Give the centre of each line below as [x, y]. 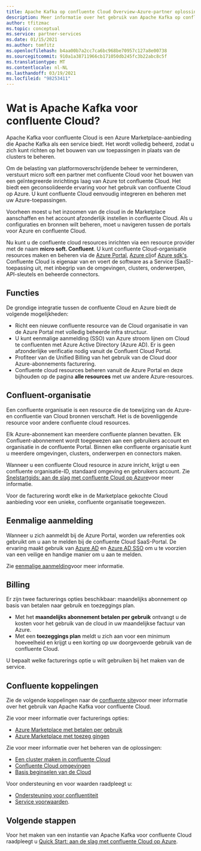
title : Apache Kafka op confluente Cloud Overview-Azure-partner [89, 12]
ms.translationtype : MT [36, 62]
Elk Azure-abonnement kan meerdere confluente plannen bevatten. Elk [94, 434]
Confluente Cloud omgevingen [53, 766]
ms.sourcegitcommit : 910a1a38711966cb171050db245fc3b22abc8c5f [87, 56]
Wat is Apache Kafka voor [72, 108]
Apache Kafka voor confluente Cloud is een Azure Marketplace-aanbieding [99, 138]
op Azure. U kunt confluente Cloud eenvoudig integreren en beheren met [96, 194]
